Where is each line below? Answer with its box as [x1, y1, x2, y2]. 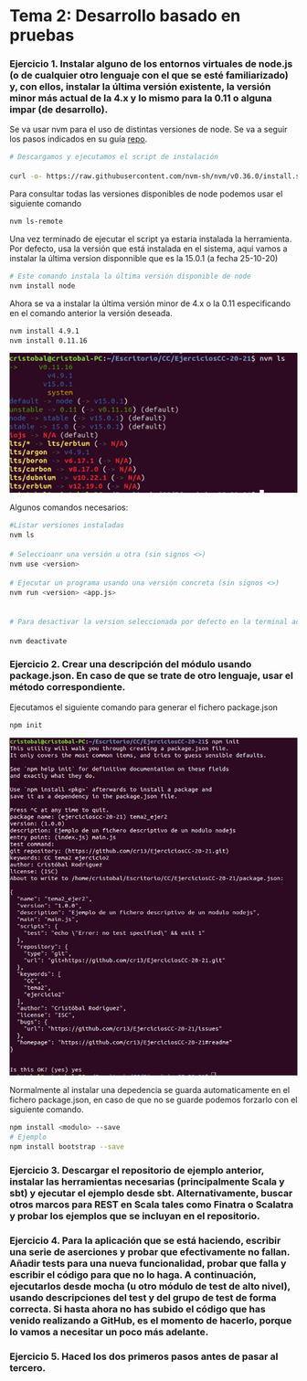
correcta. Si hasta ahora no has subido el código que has [9, 1302, 267, 1315]
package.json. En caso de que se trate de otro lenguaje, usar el [9, 669, 294, 682]
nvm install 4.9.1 [9, 326, 79, 335]
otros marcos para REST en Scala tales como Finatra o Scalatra [9, 1198, 294, 1211]
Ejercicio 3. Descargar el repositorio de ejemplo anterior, [9, 1164, 265, 1177]
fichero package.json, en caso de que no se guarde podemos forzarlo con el [9, 1094, 299, 1106]
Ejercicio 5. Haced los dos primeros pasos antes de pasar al [9, 1350, 279, 1363]
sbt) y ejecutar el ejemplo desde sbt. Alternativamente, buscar [9, 1187, 293, 1200]
